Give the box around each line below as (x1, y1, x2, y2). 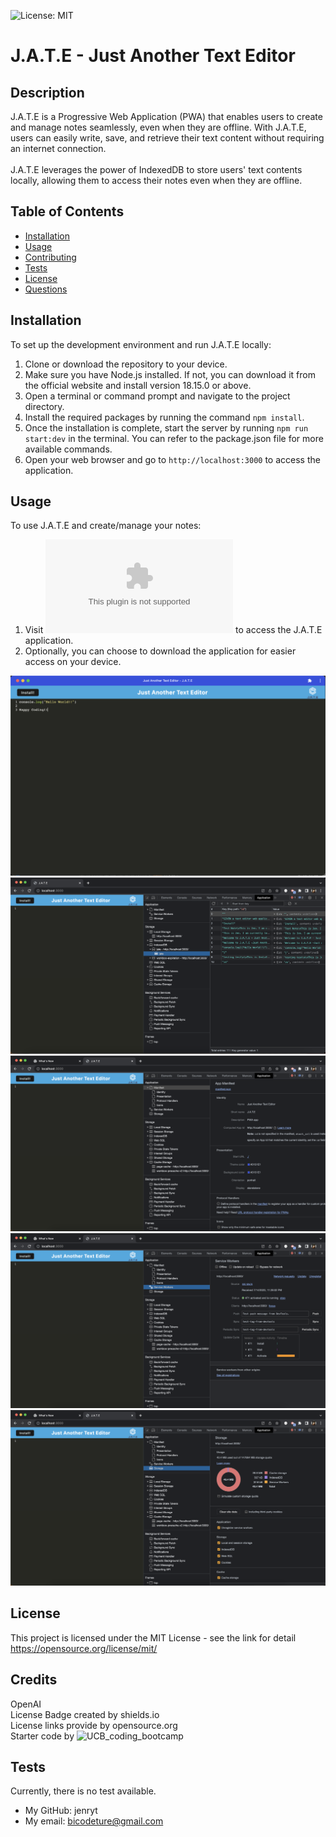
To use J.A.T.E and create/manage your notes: (10, 520, 202, 532)
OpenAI (10, 1698, 42, 1710)
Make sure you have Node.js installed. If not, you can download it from (24, 368, 316, 380)
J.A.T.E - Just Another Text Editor (10, 45, 296, 67)
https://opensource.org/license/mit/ (10, 1642, 158, 1654)
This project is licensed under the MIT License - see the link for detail (10, 1631, 297, 1644)
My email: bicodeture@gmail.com (24, 1815, 164, 1827)
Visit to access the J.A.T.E (24, 624, 323, 636)
